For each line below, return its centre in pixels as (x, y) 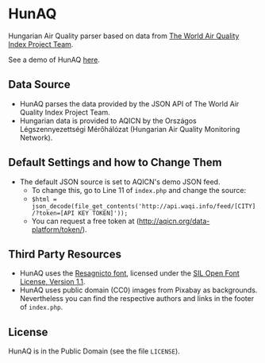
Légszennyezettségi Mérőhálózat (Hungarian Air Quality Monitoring (130, 129)
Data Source (39, 85)
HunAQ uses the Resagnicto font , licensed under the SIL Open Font (129, 273)
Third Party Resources (65, 254)
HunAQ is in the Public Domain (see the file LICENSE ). (94, 351)
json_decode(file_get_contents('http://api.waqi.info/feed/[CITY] (144, 206)
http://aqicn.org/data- (174, 221)
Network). (36, 137)
